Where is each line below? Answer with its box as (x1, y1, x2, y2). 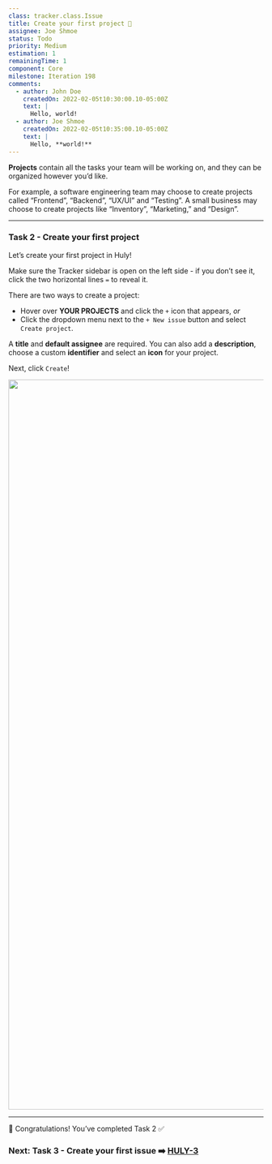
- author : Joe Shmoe (15, 118, 85, 126)
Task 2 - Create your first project (8, 232, 140, 243)
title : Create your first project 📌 (8, 19, 132, 28)
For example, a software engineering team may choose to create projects (8, 187, 253, 196)
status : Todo (8, 34, 53, 43)
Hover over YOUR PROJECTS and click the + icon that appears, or (19, 306, 240, 316)
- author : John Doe (15, 87, 82, 96)
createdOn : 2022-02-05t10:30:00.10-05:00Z (23, 95, 168, 103)
